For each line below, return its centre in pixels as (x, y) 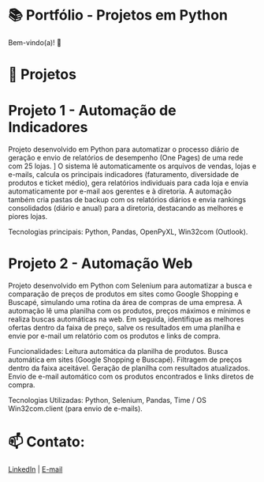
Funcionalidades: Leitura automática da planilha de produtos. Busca (118, 351)
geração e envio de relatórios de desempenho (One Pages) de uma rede (126, 158)
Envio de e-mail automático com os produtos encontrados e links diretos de (131, 377)
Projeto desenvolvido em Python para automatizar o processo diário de (124, 149)
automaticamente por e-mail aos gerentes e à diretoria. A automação (120, 191)
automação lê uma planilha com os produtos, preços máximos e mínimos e (129, 311)
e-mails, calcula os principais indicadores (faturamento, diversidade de (123, 175)
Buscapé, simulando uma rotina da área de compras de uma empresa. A (125, 302)
